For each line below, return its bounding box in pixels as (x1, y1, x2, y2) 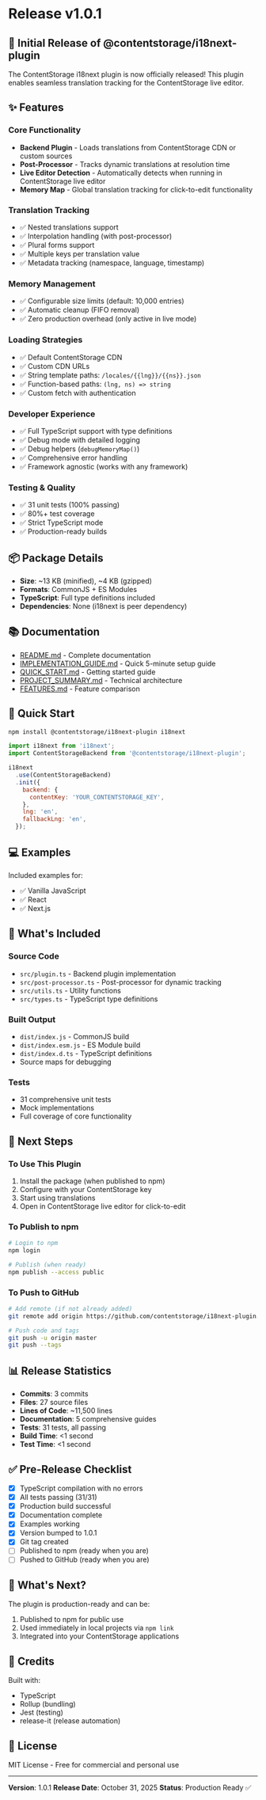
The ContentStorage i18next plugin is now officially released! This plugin (8, 70, 244, 79)
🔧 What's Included (8, 927, 101, 940)
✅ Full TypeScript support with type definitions (19, 426, 173, 435)
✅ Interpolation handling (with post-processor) (19, 231, 173, 241)
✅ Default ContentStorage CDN (19, 352, 123, 362)
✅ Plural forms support (19, 240, 95, 249)
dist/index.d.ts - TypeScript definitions (19, 1048, 153, 1058)
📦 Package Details (8, 551, 104, 564)
